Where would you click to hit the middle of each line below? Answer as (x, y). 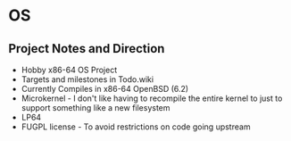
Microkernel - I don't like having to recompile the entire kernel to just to (152, 98)
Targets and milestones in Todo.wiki (87, 79)
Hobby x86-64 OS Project (69, 70)
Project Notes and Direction (87, 49)
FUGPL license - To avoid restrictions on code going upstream (136, 127)
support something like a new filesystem (96, 108)
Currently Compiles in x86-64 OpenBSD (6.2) (105, 89)
